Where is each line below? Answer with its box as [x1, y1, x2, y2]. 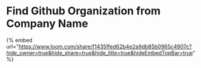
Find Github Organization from [6, 4, 161, 18]
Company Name [6, 17, 88, 30]
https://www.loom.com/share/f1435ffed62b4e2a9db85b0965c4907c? [18, 43, 192, 50]
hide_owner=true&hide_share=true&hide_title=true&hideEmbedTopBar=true [6, 49, 193, 56]
